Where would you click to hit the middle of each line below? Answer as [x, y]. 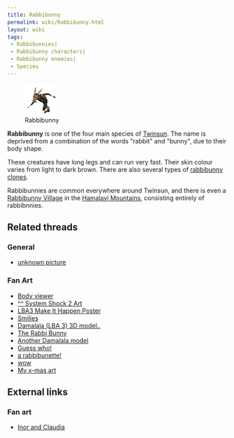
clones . [18, 177]
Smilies [28, 318]
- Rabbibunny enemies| [43, 59]
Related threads [43, 227]
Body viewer [35, 296]
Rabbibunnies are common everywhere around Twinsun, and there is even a [117, 190]
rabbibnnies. [25, 205]
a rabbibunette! [39, 355]
